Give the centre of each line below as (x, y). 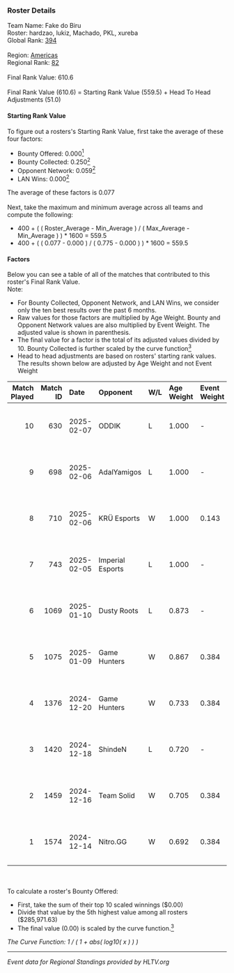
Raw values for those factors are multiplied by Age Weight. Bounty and (119, 318)
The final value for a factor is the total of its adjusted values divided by (118, 340)
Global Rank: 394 (32, 40)
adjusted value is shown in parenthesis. (74, 333)
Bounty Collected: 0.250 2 (54, 161)
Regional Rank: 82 (33, 63)
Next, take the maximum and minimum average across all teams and (105, 207)
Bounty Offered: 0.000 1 (50, 153)
